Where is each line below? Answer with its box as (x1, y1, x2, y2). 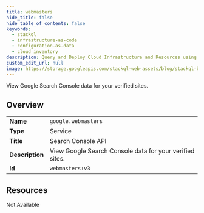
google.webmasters (49, 118, 103, 125)
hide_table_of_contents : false (6, 20, 86, 26)
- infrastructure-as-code (12, 37, 78, 43)
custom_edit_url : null (6, 60, 64, 66)
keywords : (6, 26, 32, 32)
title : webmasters (6, 9, 53, 15)
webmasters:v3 (49, 165, 90, 172)
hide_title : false (6, 15, 53, 21)
